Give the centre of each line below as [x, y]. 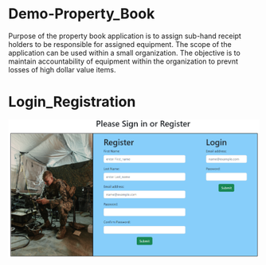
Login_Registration [72, 102]
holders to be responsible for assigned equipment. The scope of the [120, 44]
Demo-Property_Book [82, 14]
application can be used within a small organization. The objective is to [124, 53]
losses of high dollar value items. [62, 69]
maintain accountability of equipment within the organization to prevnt [123, 61]
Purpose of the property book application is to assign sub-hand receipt [125, 36]
